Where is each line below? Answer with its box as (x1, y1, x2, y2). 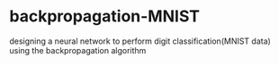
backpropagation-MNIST (9, 6, 201, 27)
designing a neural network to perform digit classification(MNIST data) (9, 36, 272, 46)
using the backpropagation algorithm (9, 45, 147, 55)
